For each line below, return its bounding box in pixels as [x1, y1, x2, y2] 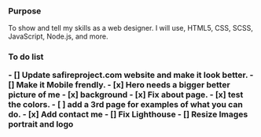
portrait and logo [8, 118, 74, 129]
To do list [8, 51, 44, 62]
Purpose [8, 6, 42, 17]
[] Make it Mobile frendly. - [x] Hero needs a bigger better [8, 79, 230, 90]
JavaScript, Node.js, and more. [8, 31, 108, 41]
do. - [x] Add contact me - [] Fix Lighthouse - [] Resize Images [8, 109, 248, 120]
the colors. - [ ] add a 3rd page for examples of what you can [8, 98, 244, 109]
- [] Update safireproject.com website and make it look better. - [8, 69, 254, 80]
